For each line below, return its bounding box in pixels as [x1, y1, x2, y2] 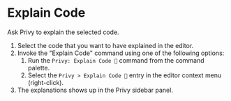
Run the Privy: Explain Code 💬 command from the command [27, 56, 204, 64]
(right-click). [27, 78, 64, 86]
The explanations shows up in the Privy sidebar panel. [17, 86, 173, 94]
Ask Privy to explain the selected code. [7, 28, 120, 36]
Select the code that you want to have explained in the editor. [17, 41, 194, 49]
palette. [27, 63, 50, 72]
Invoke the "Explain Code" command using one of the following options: [17, 49, 225, 57]
